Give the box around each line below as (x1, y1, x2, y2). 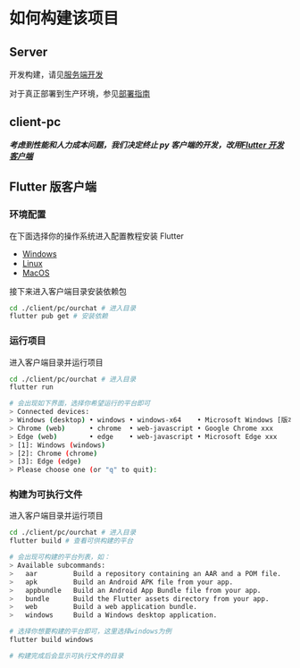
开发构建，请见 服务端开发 (9, 69, 104, 80)
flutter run (9, 383, 54, 392)
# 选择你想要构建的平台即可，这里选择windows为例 (9, 627, 172, 636)
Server (9, 44, 48, 59)
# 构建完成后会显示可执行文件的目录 (9, 651, 124, 660)
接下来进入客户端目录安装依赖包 (9, 285, 127, 296)
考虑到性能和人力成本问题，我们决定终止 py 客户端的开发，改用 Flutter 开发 (9, 140, 284, 150)
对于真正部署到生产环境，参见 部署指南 (9, 89, 150, 98)
